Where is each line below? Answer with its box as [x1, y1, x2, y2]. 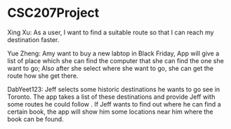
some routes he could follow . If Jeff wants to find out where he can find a [7, 100, 221, 108]
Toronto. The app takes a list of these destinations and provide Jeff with [7, 93, 216, 101]
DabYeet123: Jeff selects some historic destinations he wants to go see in [7, 85, 220, 93]
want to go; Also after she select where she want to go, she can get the [7, 64, 214, 72]
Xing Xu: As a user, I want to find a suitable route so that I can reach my [7, 28, 214, 36]
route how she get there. [7, 72, 79, 80]
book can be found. [7, 114, 65, 123]
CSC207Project [7, 5, 100, 21]
